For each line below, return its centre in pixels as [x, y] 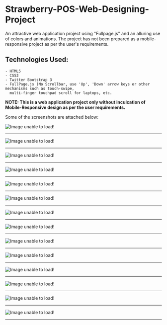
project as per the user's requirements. [69, 44]
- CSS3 [12, 76]
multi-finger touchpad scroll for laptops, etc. [61, 93]
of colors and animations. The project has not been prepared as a [72, 39]
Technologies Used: [37, 60]
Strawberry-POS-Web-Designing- [77, 9]
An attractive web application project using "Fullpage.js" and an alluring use [83, 33]
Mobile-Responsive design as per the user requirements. [65, 107]
